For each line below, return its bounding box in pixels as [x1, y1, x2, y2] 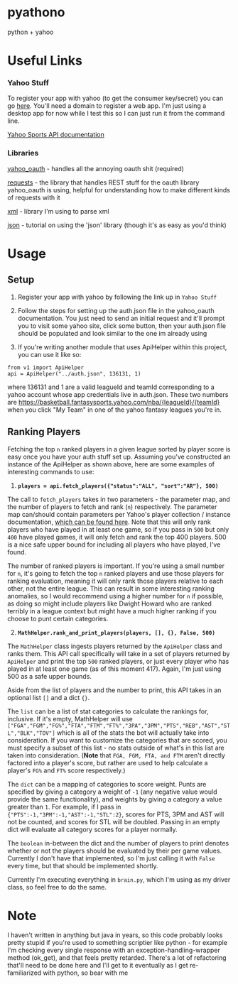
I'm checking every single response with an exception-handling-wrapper [7, 946, 220, 955]
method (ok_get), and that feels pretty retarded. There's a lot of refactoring [7, 953, 227, 962]
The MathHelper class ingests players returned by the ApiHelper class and [7, 642, 222, 650]
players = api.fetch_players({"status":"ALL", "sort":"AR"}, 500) [17, 482, 219, 490]
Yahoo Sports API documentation [7, 131, 104, 139]
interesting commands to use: [7, 467, 94, 476]
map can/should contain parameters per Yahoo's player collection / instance [7, 510, 231, 518]
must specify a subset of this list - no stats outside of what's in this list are [7, 743, 225, 752]
